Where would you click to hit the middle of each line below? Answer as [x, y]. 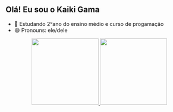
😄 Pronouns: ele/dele [41, 30]
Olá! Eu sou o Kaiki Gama [53, 10]
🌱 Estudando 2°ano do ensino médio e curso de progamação [89, 24]
